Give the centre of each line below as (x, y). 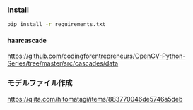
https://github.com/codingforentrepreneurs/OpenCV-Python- (96, 56)
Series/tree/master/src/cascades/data (63, 63)
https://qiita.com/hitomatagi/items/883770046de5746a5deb (95, 99)
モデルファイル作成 (40, 83)
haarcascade (27, 40)
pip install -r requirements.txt (57, 25)
